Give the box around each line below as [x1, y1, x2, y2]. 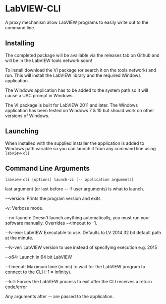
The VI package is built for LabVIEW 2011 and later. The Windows [5, 102, 138, 108]
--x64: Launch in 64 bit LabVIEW [5, 254, 72, 260]
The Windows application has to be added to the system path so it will [5, 87, 149, 93]
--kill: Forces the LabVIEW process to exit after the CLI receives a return [5, 279, 152, 285]
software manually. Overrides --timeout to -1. [5, 220, 98, 226]
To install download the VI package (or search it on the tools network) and [5, 67, 156, 73]
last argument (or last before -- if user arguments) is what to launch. [5, 186, 145, 192]
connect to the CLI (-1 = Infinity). [5, 269, 72, 275]
